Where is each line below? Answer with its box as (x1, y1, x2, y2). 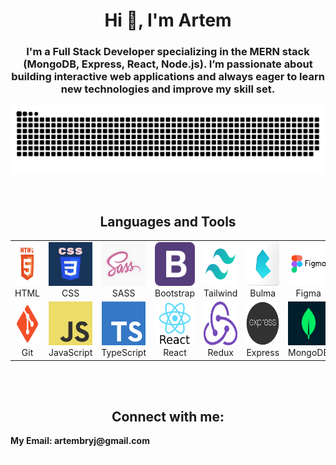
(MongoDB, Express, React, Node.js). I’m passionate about (23, 57, 313, 71)
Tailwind (203, 287, 238, 299)
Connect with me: (111, 408, 225, 425)
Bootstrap (154, 287, 196, 299)
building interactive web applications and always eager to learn (11, 70, 325, 84)
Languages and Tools (99, 213, 237, 230)
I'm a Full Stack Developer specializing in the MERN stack (26, 45, 310, 59)
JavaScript (48, 347, 93, 359)
